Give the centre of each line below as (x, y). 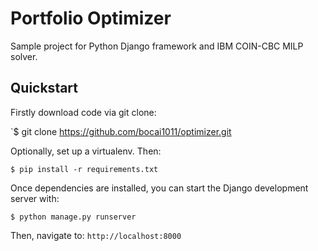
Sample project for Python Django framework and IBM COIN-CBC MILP (157, 46)
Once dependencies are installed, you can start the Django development (159, 188)
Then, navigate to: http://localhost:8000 (96, 235)
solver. (24, 56)
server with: (35, 198)
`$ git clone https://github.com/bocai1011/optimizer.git (121, 131)
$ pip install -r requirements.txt (84, 169)
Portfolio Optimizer (91, 18)
